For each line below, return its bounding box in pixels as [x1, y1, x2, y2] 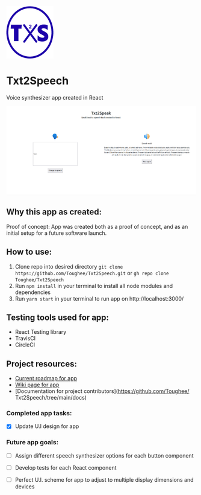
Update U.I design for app [14, 423, 79, 430]
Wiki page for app [14, 381, 60, 389]
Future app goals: [6, 438, 59, 447]
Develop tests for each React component [14, 464, 117, 471]
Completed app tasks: [6, 409, 72, 418]
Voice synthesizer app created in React [6, 94, 104, 101]
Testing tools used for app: [6, 312, 110, 322]
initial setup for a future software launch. [6, 229, 107, 237]
